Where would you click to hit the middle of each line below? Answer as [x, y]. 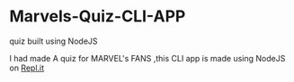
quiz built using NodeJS [53, 41]
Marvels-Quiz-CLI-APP [98, 16]
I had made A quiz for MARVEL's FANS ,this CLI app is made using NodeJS [147, 58]
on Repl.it [27, 68]
